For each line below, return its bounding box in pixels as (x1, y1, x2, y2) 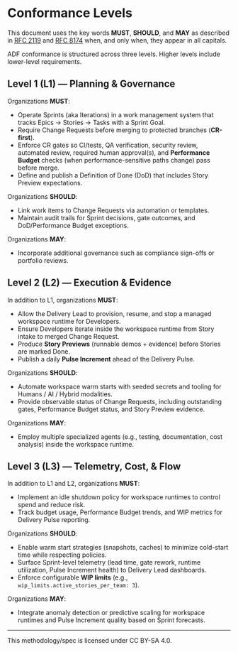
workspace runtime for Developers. (17, 317, 122, 325)
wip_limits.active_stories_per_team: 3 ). (17, 581, 140, 589)
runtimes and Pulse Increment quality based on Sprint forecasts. (17, 616, 205, 624)
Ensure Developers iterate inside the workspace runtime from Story (17, 325, 215, 333)
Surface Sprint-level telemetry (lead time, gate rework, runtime (17, 558, 201, 567)
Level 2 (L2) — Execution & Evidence (7, 277, 172, 289)
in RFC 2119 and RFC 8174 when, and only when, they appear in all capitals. (7, 36, 227, 44)
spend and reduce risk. (17, 501, 86, 509)
